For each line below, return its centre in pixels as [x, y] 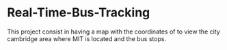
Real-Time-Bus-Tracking [79, 13]
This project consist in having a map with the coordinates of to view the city [113, 32]
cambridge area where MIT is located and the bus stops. [86, 38]
